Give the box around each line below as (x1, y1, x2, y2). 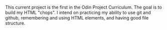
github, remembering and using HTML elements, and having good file (5, 15, 149, 20)
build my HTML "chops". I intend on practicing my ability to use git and (5, 9, 151, 15)
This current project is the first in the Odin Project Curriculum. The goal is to (5, 4, 162, 10)
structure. (5, 20, 26, 26)
